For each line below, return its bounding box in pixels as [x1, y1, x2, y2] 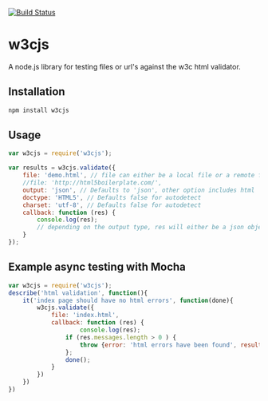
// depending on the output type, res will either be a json [37, 224, 245, 232]
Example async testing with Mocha [8, 260, 186, 274]
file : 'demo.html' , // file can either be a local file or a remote [22, 172, 255, 180]
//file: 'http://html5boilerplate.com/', [22, 179, 162, 187]
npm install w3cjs [8, 106, 69, 114]
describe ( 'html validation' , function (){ [8, 288, 148, 297]
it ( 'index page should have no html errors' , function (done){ [22, 296, 234, 304]
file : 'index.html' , [50, 312, 120, 320]
